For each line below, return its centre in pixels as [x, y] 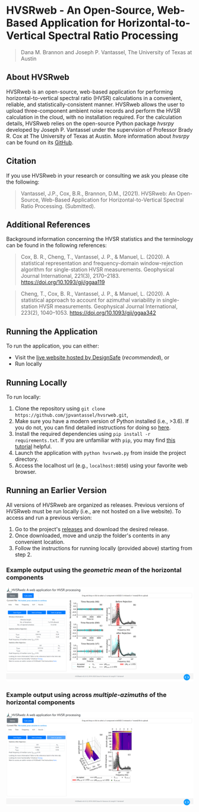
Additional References [48, 224]
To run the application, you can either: [53, 346]
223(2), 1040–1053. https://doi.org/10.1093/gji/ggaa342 [88, 313]
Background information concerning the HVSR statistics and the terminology [100, 239]
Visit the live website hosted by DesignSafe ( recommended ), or [92, 358]
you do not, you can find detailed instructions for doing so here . [93, 427]
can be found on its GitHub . [40, 142]
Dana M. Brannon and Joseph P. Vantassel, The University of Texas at [106, 52]
